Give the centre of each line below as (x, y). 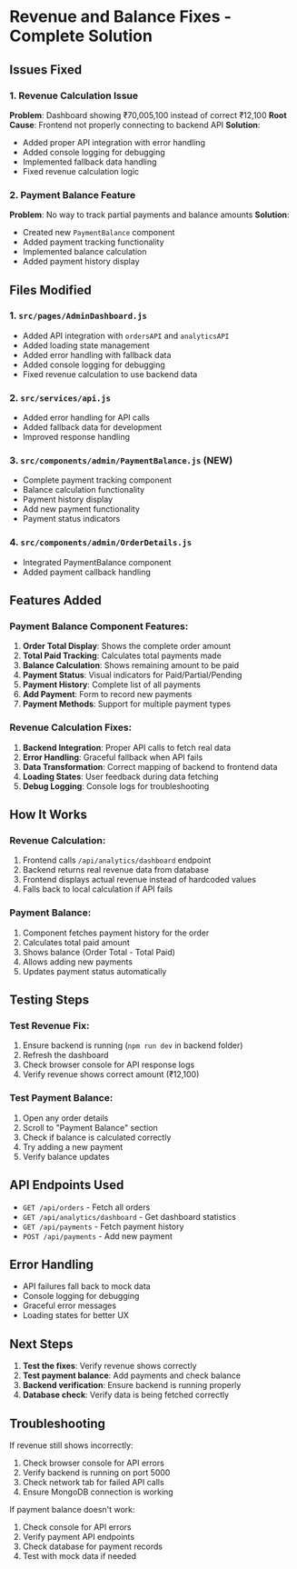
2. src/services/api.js (60, 397)
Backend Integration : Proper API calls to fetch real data (127, 747)
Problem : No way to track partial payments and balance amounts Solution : (149, 215)
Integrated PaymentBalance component (97, 562)
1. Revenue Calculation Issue (74, 95)
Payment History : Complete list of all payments (112, 685)
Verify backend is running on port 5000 (96, 1472)
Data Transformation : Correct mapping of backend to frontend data (150, 766)
